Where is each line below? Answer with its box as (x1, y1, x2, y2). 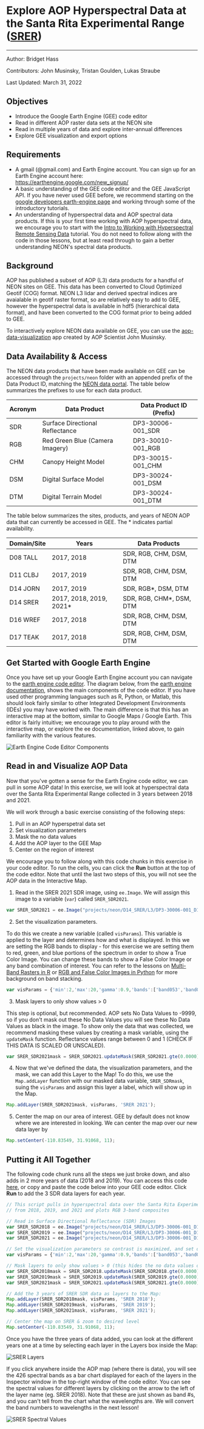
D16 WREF (9, 616, 41, 624)
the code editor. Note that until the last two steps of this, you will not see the (6, 870, 197, 878)
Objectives (6, 97, 49, 107)
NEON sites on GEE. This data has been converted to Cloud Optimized (6, 283, 182, 290)
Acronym (9, 405, 36, 414)
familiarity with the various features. (6, 732, 97, 738)
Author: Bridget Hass (6, 55, 59, 63)
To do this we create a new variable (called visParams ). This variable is (6, 930, 182, 937)
